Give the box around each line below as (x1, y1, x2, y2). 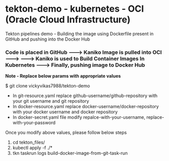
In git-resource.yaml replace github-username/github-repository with (12, 92, 158, 99)
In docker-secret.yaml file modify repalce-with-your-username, (12, 114, 146, 120)
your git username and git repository (12, 98, 89, 104)
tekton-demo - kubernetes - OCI (5, 3, 144, 15)
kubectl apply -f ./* (12, 145, 53, 151)
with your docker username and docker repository (12, 109, 118, 115)
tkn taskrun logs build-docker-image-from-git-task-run (12, 150, 128, 156)
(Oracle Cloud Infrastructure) (5, 14, 131, 25)
